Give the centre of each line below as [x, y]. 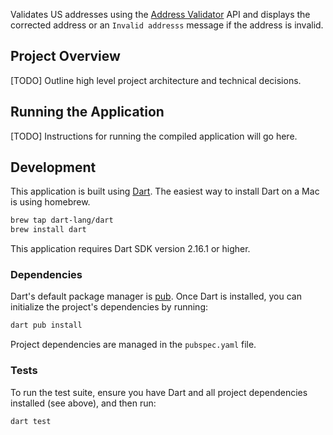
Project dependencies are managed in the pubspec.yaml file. [133, 345]
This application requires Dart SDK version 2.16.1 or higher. [130, 249]
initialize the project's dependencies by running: [109, 307]
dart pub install [46, 325]
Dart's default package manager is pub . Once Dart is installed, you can [156, 296]
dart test [31, 421]
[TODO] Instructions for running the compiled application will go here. [154, 136]
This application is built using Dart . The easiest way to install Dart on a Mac [165, 191]
